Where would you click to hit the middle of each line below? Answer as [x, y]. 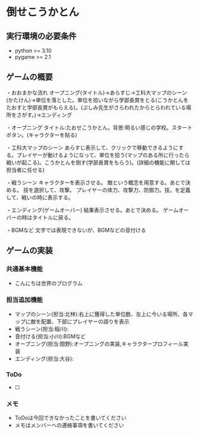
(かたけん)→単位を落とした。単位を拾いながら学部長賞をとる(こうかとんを [97, 100]
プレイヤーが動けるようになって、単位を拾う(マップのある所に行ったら [103, 155]
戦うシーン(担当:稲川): [42, 329]
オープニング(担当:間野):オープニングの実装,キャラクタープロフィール [99, 344]
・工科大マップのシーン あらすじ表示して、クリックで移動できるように [92, 147]
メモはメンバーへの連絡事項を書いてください [69, 425]
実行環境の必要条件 [41, 36]
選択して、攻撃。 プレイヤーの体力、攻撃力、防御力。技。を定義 [112, 190]
